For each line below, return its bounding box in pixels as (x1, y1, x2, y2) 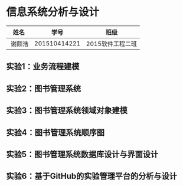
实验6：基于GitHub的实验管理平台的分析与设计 (6, 171, 177, 181)
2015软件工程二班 (86, 40, 138, 48)
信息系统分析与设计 (6, 5, 100, 19)
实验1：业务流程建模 (6, 61, 80, 71)
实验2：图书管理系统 (6, 83, 81, 93)
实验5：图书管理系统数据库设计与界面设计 (6, 149, 159, 159)
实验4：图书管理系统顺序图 (6, 128, 105, 138)
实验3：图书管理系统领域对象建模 (6, 106, 128, 116)
